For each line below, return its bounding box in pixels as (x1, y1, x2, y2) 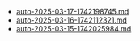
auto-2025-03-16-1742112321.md (15, 15, 128, 25)
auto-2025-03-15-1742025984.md (15, 24, 132, 33)
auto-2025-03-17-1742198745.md (15, 7, 129, 16)
